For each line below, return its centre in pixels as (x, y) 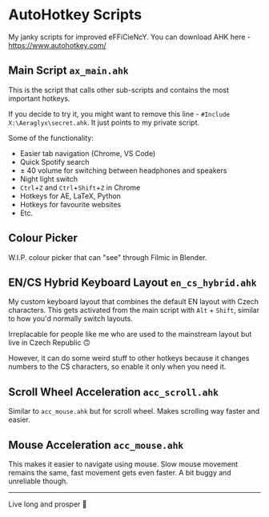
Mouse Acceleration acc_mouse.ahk (96, 445)
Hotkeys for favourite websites (70, 204)
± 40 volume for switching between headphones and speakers (123, 170)
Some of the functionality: (51, 138)
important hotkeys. (39, 98)
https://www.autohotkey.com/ (57, 45)
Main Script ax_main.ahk (69, 71)
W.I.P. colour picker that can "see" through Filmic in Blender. (108, 257)
